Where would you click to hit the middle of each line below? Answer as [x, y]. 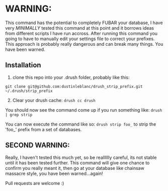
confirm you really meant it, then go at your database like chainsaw [75, 168]
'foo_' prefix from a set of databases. [44, 129]
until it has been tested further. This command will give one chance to [77, 163]
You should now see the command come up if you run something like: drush [84, 110]
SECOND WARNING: [37, 146]
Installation [23, 65]
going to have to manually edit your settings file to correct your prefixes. [80, 39]
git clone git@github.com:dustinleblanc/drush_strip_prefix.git [74, 86]
